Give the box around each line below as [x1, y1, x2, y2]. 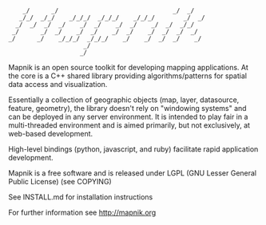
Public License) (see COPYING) [8, 177, 112, 186]
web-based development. [8, 129, 93, 138]
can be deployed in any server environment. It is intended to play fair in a [8, 112, 248, 121]
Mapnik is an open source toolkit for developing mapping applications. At [8, 63, 249, 72]
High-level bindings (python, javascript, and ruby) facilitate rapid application [8, 144, 259, 154]
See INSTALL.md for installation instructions [8, 192, 153, 202]
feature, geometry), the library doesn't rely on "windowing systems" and [8, 104, 247, 112]
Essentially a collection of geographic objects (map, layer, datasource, [8, 95, 240, 105]
